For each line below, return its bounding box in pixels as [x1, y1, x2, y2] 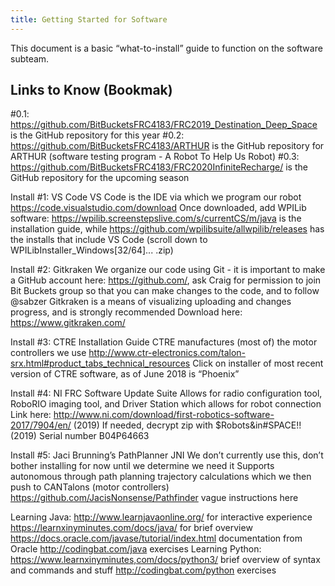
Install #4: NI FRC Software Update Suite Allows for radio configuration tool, [10, 387, 323, 400]
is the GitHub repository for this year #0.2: [10, 129, 185, 141]
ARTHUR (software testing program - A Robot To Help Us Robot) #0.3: [10, 151, 300, 163]
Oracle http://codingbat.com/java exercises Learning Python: [10, 543, 262, 555]
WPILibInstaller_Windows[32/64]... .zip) [10, 244, 174, 256]
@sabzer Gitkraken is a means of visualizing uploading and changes [10, 296, 292, 308]
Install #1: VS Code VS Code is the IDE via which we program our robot [10, 191, 302, 203]
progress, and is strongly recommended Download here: [10, 306, 243, 318]
